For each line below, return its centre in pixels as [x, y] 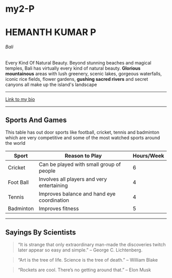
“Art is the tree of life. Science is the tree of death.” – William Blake [88, 260]
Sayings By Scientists [41, 232]
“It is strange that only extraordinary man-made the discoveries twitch [92, 245]
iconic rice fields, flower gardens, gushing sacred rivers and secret [77, 79]
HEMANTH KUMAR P [51, 33]
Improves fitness [59, 209]
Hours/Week [148, 156]
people [47, 171]
